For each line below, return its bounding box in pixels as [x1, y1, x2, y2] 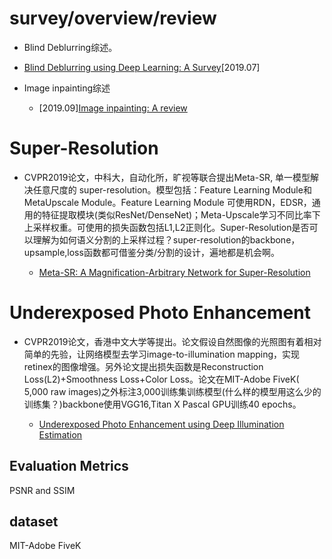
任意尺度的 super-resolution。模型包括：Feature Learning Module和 [32, 183, 312, 196]
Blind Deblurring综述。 [23, 41, 118, 53]
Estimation [38, 428, 83, 441]
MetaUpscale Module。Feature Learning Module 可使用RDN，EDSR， [23, 196, 312, 208]
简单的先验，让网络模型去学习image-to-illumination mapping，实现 [23, 348, 301, 360]
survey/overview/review [9, 7, 217, 30]
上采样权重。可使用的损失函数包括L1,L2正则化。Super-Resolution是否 [23, 221, 310, 233]
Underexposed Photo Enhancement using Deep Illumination [38, 418, 285, 430]
